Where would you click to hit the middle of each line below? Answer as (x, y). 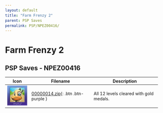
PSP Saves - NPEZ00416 (43, 68)
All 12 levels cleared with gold (124, 93)
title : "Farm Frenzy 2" (29, 15)
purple (38, 98)
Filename (60, 81)
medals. (102, 98)
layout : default (21, 10)
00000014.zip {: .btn (52, 93)
